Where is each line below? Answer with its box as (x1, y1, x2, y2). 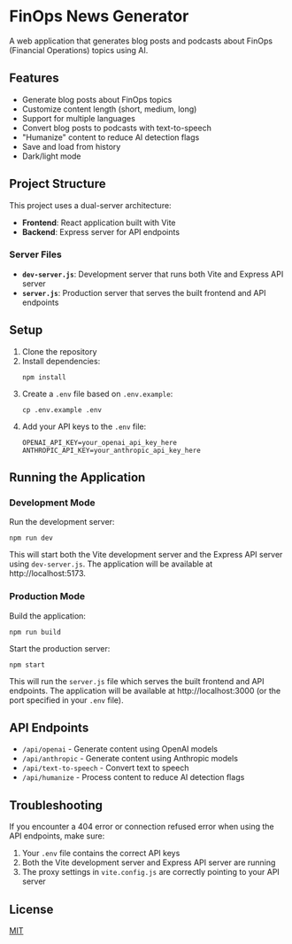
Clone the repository (21, 346, 97, 356)
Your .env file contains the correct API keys (21, 848, 181, 859)
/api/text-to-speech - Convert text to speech (21, 762, 189, 773)
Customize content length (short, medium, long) (21, 104, 197, 114)
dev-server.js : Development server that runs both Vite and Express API (21, 269, 284, 279)
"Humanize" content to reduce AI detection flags (21, 131, 200, 143)
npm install (21, 372, 66, 382)
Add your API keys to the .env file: (21, 421, 147, 432)
